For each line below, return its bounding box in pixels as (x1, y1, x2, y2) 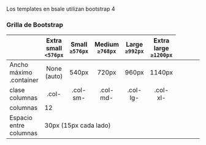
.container (9, 76, 39, 85)
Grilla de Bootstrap (6, 20, 63, 29)
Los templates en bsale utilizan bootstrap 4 (6, 6, 115, 12)
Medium (94, 40, 120, 49)
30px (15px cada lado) (44, 121, 112, 130)
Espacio (9, 114, 32, 122)
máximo (9, 68, 32, 77)
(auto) (45, 72, 63, 80)
